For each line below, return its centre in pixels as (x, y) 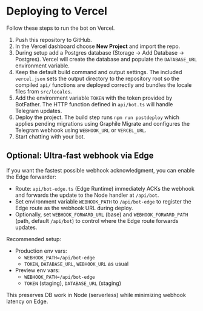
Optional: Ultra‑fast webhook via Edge (80, 156)
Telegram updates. (38, 111)
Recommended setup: (34, 239)
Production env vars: (41, 251)
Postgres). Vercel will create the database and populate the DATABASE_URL (106, 59)
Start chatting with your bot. (50, 136)
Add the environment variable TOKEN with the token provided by (94, 98)
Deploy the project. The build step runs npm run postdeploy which (97, 117)
